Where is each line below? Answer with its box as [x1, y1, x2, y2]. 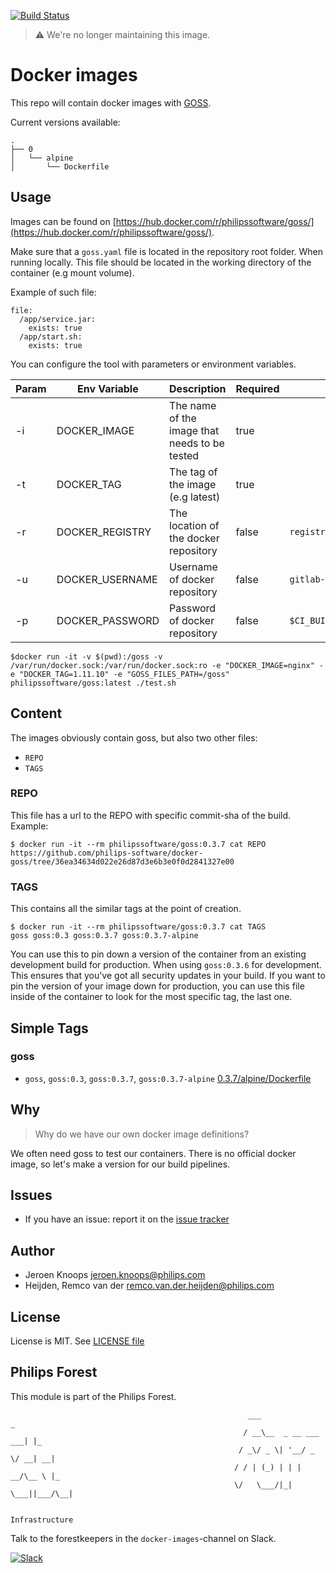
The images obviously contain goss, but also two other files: [10, 731, 258, 744]
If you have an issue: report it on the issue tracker [24, 1213, 230, 1225]
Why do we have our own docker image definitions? [34, 1128, 250, 1140]
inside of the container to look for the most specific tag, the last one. [10, 991, 293, 1003]
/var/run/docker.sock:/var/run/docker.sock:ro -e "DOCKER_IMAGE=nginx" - [10, 660, 325, 670]
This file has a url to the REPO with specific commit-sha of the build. [10, 809, 292, 821]
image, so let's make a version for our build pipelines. [10, 1158, 231, 1170]
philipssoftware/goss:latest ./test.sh [10, 678, 177, 688]
